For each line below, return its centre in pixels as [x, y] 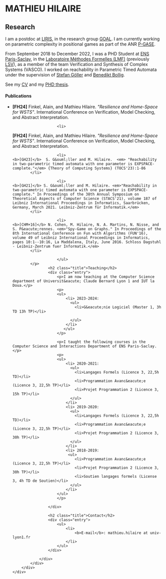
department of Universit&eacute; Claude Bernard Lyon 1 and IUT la [83, 281]
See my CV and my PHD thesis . [37, 84]
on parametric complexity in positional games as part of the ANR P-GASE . [80, 44]
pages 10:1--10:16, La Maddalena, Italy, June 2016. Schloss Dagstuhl [87, 242]
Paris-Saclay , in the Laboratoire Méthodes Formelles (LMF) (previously [77, 59]
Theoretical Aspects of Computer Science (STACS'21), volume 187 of [84, 199]
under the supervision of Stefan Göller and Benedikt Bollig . [65, 75]
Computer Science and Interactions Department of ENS [69, 346]
